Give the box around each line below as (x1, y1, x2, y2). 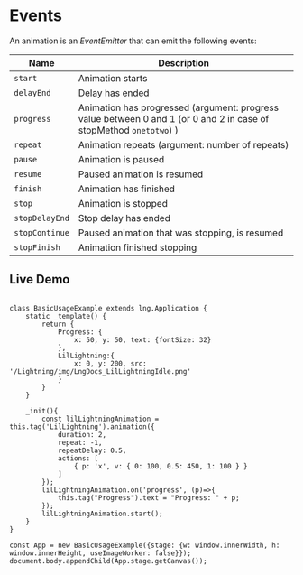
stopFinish (14, 242, 60, 253)
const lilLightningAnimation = (41, 414, 160, 423)
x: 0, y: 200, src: (73, 358, 147, 368)
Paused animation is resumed (78, 168, 204, 181)
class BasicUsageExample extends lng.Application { (9, 303, 207, 312)
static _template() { (25, 311, 106, 320)
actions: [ (57, 453, 99, 463)
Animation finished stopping (78, 241, 197, 254)
